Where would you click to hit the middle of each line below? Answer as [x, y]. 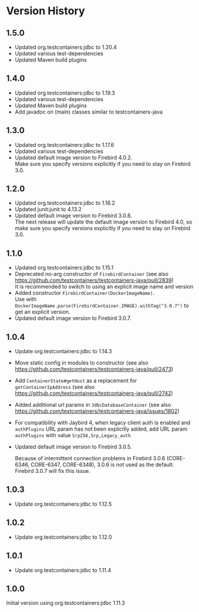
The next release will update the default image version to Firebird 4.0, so [103, 222]
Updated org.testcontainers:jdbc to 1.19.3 [65, 93]
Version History [45, 11]
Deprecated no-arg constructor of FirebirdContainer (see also [91, 274]
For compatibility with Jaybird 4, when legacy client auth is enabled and [102, 423]
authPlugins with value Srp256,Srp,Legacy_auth [73, 435]
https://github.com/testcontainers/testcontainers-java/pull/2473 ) [94, 369]
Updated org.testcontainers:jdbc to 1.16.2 [65, 203]
